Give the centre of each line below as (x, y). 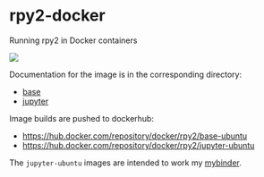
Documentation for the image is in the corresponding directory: (126, 74)
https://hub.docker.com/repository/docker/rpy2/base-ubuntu (135, 136)
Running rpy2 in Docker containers (73, 40)
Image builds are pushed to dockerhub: (82, 118)
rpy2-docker (57, 16)
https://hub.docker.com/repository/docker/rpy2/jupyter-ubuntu (138, 145)
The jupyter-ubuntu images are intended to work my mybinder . (125, 163)
